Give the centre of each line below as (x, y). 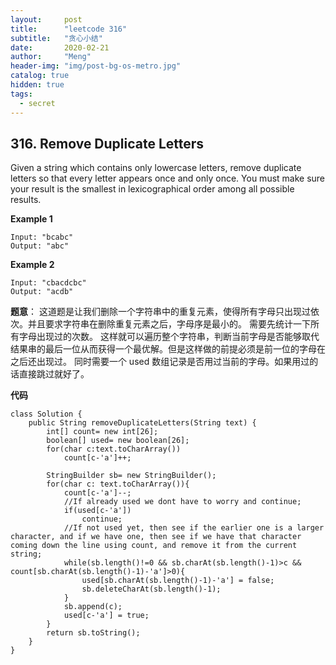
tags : (21, 94)
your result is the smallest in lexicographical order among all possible (152, 189)
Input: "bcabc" (42, 237)
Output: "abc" (40, 246)
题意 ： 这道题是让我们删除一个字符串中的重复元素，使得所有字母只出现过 (160, 312)
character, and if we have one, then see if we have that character (156, 537)
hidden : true (37, 85)
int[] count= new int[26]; (102, 432)
